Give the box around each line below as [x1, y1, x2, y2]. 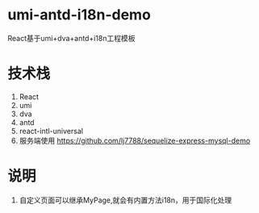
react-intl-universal [19, 126, 84, 136]
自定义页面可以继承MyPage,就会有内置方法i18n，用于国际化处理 [19, 195, 232, 205]
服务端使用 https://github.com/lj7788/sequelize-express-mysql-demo [19, 136, 251, 145]
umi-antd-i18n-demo [7, 6, 151, 24]
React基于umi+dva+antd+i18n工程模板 [7, 33, 136, 43]
